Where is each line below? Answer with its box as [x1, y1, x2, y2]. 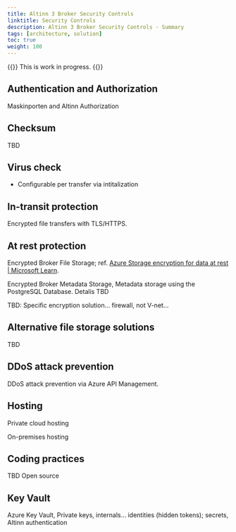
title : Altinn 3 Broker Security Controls [7, 10, 134, 18]
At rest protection [7, 240, 87, 252]
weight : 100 [7, 43, 42, 50]
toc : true [7, 37, 37, 44]
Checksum [7, 122, 56, 134]
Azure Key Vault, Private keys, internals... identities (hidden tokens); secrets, [7, 511, 229, 519]
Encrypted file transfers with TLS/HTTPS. [7, 220, 128, 228]
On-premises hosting [7, 432, 69, 441]
